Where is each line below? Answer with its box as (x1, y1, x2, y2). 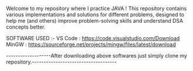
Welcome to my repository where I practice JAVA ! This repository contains (6, 5, 187, 12)
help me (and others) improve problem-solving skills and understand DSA (6, 17, 183, 24)
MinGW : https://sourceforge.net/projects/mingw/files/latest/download (6, 41, 176, 48)
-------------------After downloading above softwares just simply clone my (6, 52, 187, 59)
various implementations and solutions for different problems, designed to (6, 11, 184, 18)
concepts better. (6, 23, 46, 30)
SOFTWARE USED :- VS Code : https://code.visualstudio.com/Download (6, 35, 180, 41)
